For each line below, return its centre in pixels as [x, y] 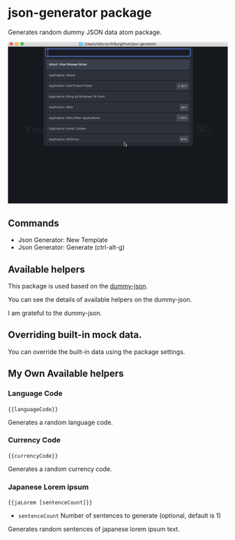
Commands [34, 223]
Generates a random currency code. [60, 469]
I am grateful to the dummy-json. [55, 313]
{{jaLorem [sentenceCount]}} [50, 503]
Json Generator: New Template [63, 240]
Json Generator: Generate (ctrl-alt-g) [71, 247]
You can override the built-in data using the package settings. [97, 352]
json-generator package [80, 13]
